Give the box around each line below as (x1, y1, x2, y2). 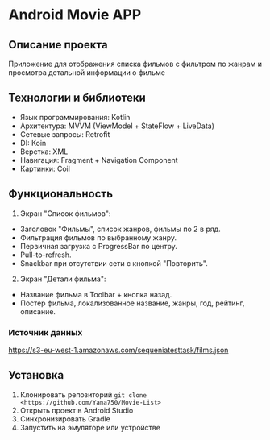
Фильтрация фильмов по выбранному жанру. (19, 232, 177, 243)
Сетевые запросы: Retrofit (19, 129, 110, 139)
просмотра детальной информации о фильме (8, 68, 165, 77)
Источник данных (8, 326, 83, 338)
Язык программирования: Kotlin (19, 112, 131, 122)
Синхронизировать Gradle (19, 413, 110, 424)
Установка (8, 368, 64, 382)
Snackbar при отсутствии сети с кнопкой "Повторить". (19, 258, 208, 268)
